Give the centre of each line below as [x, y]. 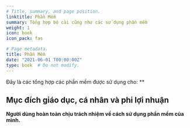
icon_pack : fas [25, 38]
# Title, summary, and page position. [53, 11]
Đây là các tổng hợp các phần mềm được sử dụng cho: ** [75, 81]
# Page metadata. [27, 49]
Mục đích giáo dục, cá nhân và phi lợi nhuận [88, 100]
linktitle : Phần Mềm [31, 17]
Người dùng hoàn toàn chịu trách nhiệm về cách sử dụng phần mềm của [95, 114]
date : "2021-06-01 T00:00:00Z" [44, 60]
